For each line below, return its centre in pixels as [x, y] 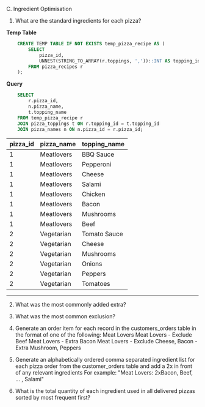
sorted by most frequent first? [53, 398]
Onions [92, 264]
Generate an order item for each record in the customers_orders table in [106, 328]
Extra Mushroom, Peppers [48, 348]
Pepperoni [96, 165]
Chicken [93, 194]
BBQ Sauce [98, 154]
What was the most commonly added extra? [70, 305]
